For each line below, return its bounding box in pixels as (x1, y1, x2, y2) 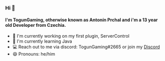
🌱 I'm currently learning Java (12, 38, 72, 44)
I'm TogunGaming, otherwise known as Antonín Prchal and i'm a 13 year (5, 17, 158, 23)
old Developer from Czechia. (5, 22, 66, 28)
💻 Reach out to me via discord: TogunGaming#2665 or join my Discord (12, 44, 160, 50)
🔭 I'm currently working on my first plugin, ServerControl (12, 33, 129, 39)
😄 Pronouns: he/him (12, 51, 55, 57)
